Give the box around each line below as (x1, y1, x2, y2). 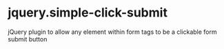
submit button (8, 35, 48, 43)
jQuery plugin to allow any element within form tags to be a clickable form (8, 28, 218, 36)
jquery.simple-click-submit (8, 5, 168, 21)
